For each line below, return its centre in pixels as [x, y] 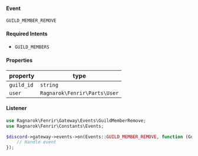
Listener [16, 108]
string [49, 85]
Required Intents [27, 34]
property [22, 75]
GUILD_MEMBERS [32, 47]
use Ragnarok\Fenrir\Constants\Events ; [55, 126]
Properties [19, 60]
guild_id [21, 85]
